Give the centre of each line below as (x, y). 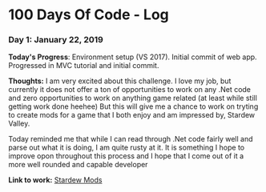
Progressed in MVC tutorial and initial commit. (84, 66)
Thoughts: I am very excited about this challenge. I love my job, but (120, 81)
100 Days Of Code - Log (89, 15)
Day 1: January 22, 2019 (56, 40)
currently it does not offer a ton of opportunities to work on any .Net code (129, 90)
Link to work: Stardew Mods (55, 180)
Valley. (19, 124)
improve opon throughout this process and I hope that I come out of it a (126, 156)
